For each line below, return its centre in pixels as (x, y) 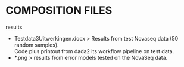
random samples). (36, 45)
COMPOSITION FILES (59, 10)
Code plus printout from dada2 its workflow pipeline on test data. (94, 51)
